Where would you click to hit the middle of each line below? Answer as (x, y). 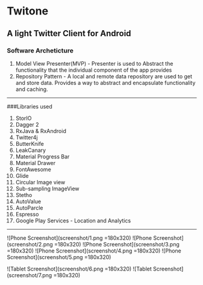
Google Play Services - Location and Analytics (73, 221)
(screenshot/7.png (30, 275)
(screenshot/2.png (30, 244)
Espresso (27, 214)
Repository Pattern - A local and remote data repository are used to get (104, 76)
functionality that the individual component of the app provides (94, 70)
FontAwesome (33, 169)
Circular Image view (40, 182)
